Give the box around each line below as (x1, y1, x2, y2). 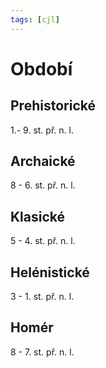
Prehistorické (10, 97, 96, 115)
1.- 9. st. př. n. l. (10, 124, 74, 136)
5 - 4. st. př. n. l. (10, 235, 76, 247)
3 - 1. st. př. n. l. (10, 291, 75, 303)
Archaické (10, 153, 76, 170)
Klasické (10, 208, 66, 225)
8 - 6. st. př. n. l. (10, 179, 76, 191)
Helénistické (10, 264, 90, 281)
